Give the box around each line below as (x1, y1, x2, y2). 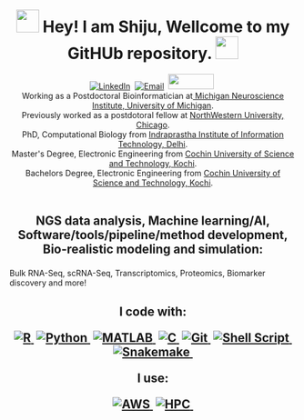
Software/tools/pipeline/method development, (17, 227, 289, 243)
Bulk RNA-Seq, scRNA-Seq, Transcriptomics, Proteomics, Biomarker (9, 268, 266, 279)
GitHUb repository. (67, 44, 212, 64)
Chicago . (136, 119, 170, 130)
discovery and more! (9, 277, 87, 288)
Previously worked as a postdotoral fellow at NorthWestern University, (21, 109, 285, 120)
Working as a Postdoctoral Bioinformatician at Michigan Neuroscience (21, 90, 285, 101)
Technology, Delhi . (117, 138, 188, 149)
